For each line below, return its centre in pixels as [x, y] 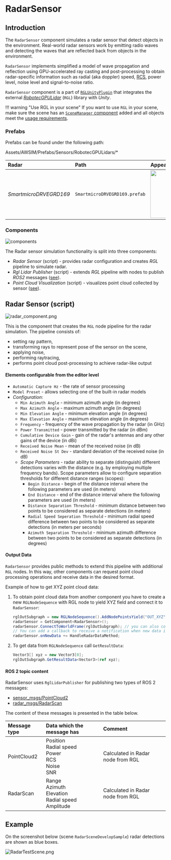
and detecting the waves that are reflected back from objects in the [76, 51]
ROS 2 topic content [27, 671]
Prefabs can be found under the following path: [55, 143]
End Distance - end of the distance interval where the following [94, 494]
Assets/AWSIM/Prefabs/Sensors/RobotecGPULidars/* [62, 152]
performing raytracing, [36, 358]
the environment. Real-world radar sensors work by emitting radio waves [82, 45]
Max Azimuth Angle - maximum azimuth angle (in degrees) [81, 408]
